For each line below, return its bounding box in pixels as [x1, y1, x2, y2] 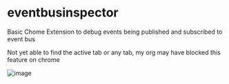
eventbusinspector [7, 5, 119, 21]
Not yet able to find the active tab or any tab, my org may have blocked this [7, 48, 221, 56]
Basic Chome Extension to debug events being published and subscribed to [7, 28, 223, 36]
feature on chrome [7, 55, 60, 63]
